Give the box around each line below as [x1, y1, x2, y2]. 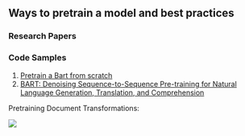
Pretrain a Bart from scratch [19, 70, 113, 80]
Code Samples [8, 52, 67, 64]
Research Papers [8, 31, 77, 42]
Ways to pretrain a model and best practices [8, 6, 235, 20]
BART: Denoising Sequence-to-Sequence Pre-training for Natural [19, 79, 238, 89]
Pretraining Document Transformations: [8, 103, 139, 113]
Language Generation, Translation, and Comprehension [19, 88, 205, 97]
